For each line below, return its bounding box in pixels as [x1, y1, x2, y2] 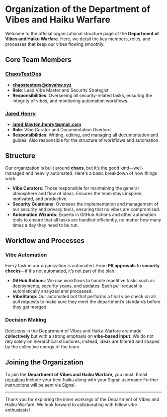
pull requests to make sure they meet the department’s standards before [12, 299, 161, 305]
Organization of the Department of [5, 3, 151, 15]
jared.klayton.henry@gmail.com [12, 121, 82, 127]
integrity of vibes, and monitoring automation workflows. [12, 98, 129, 104]
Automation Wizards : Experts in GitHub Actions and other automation [12, 211, 157, 217]
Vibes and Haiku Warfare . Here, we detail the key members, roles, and [5, 36, 151, 42]
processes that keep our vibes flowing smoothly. [5, 41, 105, 47]
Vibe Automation [5, 251, 47, 258]
